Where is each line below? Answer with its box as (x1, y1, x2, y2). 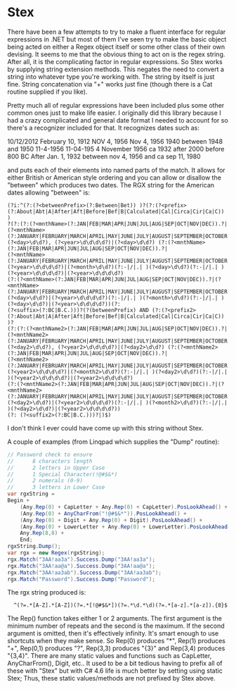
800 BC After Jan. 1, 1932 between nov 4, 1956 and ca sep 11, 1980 (7, 152, 202, 161)
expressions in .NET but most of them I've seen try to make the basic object (7, 35, 227, 43)
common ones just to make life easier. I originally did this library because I (7, 108, 221, 117)
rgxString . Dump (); (7, 543, 61, 550)
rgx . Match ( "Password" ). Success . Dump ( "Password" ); (7, 576, 156, 583)
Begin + (7, 497, 30, 504)
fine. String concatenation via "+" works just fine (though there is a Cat (7, 80, 213, 88)
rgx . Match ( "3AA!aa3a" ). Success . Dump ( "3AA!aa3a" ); (7, 556, 156, 563)
